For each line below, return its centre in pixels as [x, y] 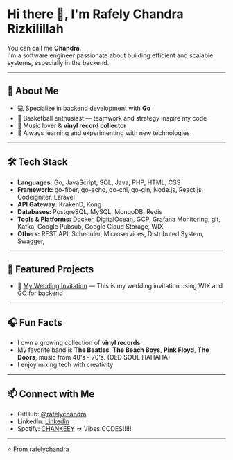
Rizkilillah [35, 29]
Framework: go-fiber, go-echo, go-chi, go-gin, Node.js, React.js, [110, 189]
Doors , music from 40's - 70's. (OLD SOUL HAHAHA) [94, 357]
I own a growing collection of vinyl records [79, 343]
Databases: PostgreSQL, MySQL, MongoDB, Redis [90, 211]
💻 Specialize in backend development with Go [84, 108]
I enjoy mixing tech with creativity [65, 365]
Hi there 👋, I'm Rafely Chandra [95, 14]
